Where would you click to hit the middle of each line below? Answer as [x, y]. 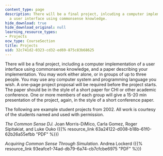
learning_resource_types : [31, 32]
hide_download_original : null [36, 28]
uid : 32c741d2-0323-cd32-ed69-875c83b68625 [50, 50]
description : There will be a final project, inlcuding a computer [75, 14]
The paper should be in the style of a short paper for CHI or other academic [81, 90]
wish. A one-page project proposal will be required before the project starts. [81, 84]
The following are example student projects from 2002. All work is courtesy [81, 109]
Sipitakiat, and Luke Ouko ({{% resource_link [50, 129]
